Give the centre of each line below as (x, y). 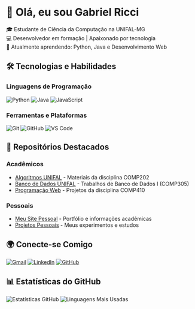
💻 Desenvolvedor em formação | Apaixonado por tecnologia (81, 38)
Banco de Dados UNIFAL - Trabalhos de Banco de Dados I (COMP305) (102, 184)
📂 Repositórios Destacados (58, 147)
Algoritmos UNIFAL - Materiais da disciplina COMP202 (82, 177)
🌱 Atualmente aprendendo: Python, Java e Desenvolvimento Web (87, 47)
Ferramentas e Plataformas (47, 115)
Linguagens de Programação (49, 86)
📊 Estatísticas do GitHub (54, 282)
